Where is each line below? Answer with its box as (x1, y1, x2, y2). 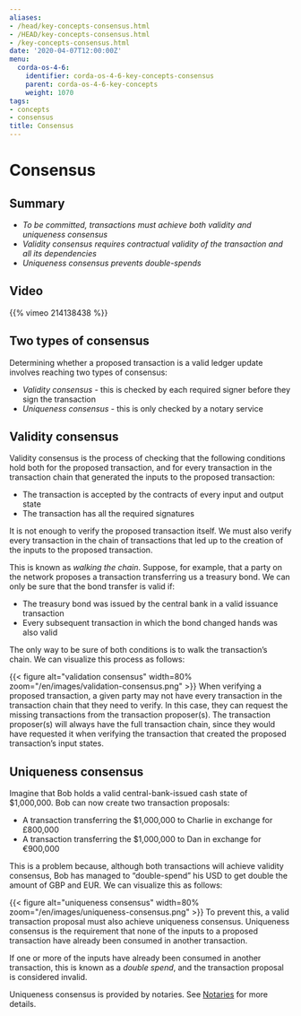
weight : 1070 (25, 88, 74, 97)
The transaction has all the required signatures (21, 508, 195, 519)
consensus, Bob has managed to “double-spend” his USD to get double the (9, 871, 288, 881)
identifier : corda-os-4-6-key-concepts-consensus (25, 72, 215, 81)
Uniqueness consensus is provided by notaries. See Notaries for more (9, 989, 269, 1000)
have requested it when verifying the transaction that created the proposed (9, 728, 287, 740)
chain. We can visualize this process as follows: (9, 654, 185, 664)
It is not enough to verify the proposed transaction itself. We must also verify (9, 525, 292, 536)
